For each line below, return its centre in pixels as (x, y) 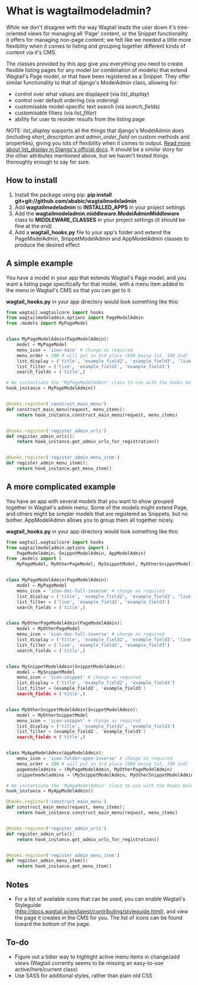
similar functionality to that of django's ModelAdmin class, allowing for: (92, 82)
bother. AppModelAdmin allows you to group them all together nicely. (90, 520)
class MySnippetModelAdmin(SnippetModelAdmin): (66, 666)
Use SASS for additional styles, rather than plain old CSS (83, 976)
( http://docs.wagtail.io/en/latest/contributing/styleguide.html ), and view (101, 911)
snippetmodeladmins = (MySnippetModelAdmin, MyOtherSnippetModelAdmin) (106, 775)
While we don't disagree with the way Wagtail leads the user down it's (91, 27)
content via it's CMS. (32, 52)
